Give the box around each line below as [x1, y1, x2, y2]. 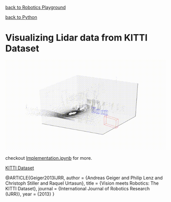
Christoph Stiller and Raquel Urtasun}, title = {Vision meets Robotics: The [5, 180, 159, 186]
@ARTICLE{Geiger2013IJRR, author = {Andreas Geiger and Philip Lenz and [5, 175, 163, 181]
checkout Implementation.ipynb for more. [5, 155, 92, 161]
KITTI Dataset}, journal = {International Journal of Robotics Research [5, 186, 150, 192]
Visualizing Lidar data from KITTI [5, 32, 148, 44]
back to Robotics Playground [5, 5, 66, 10]
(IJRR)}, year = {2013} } [5, 191, 55, 197]
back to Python [5, 14, 37, 20]
